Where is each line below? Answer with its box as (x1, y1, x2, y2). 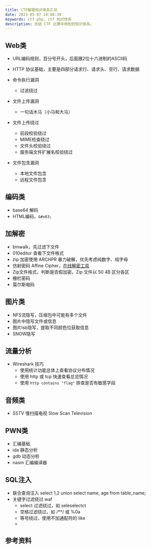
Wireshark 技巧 (12, 361, 44, 367)
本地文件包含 (19, 170, 46, 176)
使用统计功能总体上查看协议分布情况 (19, 367, 95, 373)
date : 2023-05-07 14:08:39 (5, 12, 61, 17)
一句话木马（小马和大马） (19, 109, 73, 115)
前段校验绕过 (19, 130, 46, 136)
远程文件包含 (19, 177, 46, 183)
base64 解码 (12, 207, 38, 213)
